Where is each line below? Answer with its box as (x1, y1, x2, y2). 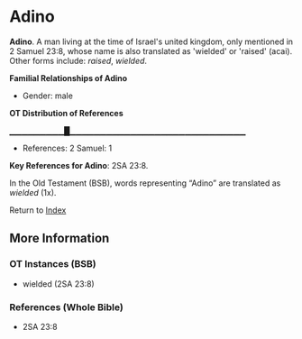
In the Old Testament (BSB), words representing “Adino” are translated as (9, 178, 281, 188)
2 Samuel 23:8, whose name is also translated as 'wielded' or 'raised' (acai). (9, 45, 293, 56)
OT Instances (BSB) (9, 258, 96, 270)
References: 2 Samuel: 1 (22, 142, 113, 153)
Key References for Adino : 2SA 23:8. (9, 160, 149, 170)
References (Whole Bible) (9, 300, 124, 313)
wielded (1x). (9, 187, 57, 197)
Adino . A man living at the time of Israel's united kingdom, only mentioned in (9, 36, 294, 47)
